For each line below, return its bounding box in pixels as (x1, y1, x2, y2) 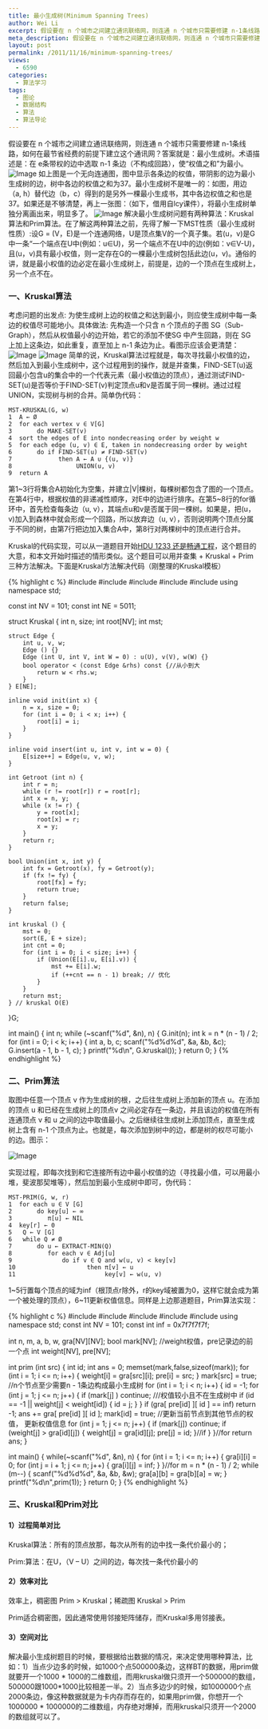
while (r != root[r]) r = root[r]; (22, 788, 141, 796)
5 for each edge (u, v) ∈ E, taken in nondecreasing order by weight (8, 441, 248, 449)
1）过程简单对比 (8, 1520, 61, 1530)
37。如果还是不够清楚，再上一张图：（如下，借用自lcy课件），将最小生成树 (8, 198, 250, 208)
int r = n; (22, 781, 59, 789)
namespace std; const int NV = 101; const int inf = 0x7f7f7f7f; (8, 1320, 210, 1330)
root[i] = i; (37, 717, 81, 726)
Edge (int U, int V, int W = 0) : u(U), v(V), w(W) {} (22, 653, 209, 661)
